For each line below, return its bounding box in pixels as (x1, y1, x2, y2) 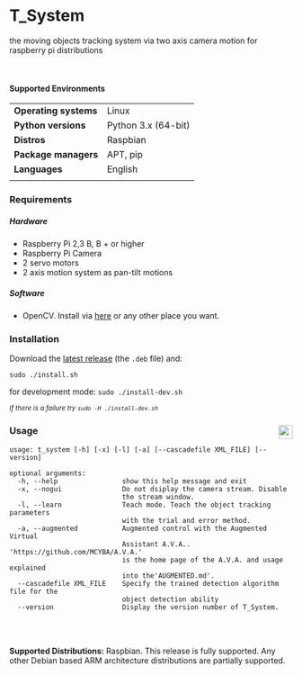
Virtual (9, 532, 39, 541)
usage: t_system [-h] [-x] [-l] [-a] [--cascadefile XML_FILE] (9, 445, 252, 454)
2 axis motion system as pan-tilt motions (22, 267, 173, 278)
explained (9, 563, 47, 572)
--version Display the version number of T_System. (17, 602, 280, 612)
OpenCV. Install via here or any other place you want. (22, 310, 220, 320)
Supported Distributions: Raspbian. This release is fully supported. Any (9, 645, 276, 656)
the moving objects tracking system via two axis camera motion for (9, 35, 258, 46)
